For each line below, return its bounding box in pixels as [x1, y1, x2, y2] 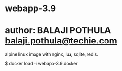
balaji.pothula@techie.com [5, 35, 118, 46]
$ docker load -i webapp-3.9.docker [5, 61, 78, 67]
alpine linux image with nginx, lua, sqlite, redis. [5, 51, 98, 57]
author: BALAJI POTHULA [5, 25, 111, 36]
